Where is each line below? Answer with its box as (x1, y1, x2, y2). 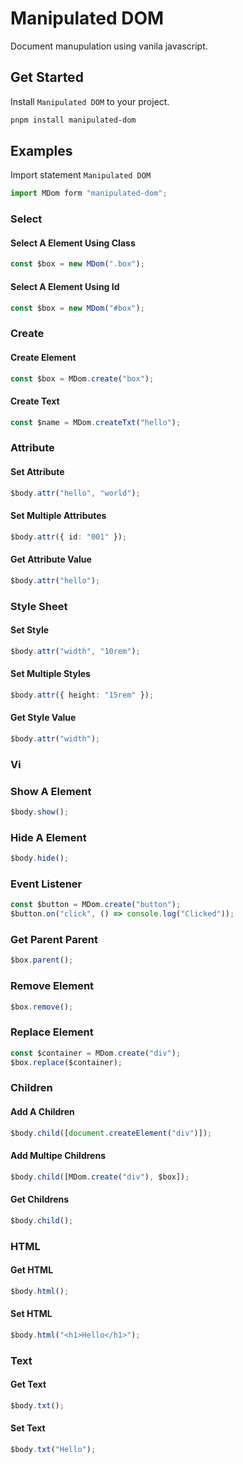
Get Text (10, 1378, 47, 1391)
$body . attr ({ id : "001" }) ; (10, 532, 128, 542)
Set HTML (10, 1308, 53, 1320)
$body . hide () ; (10, 853, 70, 864)
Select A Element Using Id (10, 280, 120, 292)
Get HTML (10, 1264, 54, 1276)
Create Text (10, 395, 60, 407)
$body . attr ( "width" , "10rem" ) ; (10, 646, 141, 656)
